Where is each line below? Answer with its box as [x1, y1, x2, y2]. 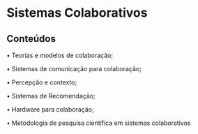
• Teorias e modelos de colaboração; [6, 51, 113, 59]
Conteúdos [6, 33, 56, 45]
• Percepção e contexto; [6, 78, 77, 87]
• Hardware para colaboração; [6, 105, 95, 113]
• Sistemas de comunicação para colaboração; [6, 65, 142, 73]
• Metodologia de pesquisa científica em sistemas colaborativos [6, 119, 191, 127]
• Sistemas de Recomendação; [6, 92, 96, 100]
